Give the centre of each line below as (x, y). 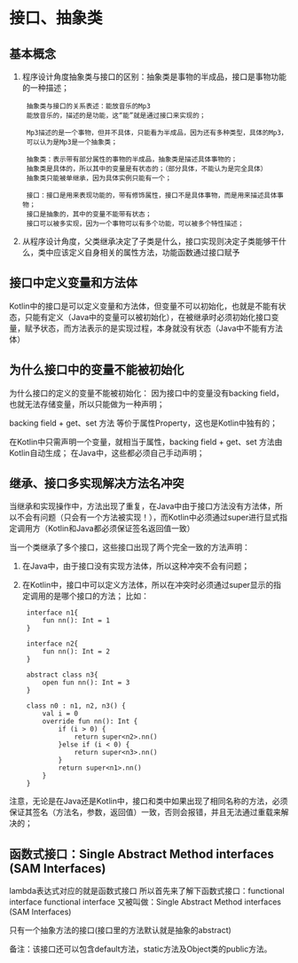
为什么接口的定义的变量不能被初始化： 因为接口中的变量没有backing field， (147, 393)
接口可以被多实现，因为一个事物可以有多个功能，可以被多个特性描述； (135, 223)
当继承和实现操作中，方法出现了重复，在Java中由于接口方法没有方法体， (142, 506)
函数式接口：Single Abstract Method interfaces (142, 853)
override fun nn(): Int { (90, 722)
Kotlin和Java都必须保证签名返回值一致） (121, 528)
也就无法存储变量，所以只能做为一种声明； (87, 403)
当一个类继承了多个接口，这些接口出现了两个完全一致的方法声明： (129, 547)
